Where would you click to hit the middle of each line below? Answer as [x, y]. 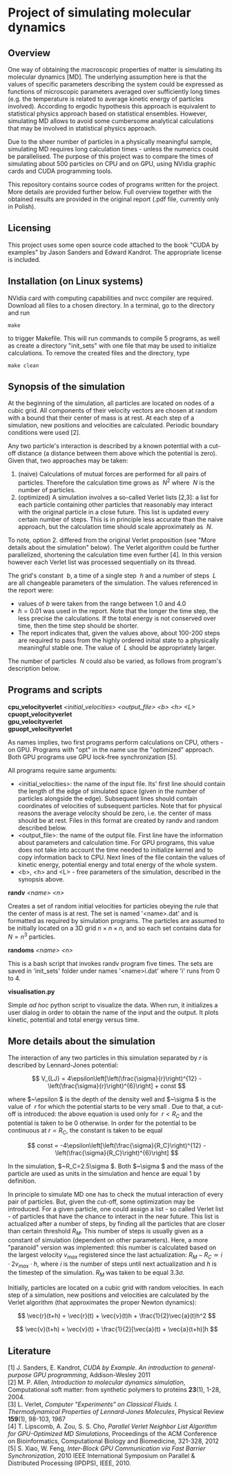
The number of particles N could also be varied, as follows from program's [115, 661]
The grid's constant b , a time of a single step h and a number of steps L [112, 576]
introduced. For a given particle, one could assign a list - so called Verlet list [116, 1209]
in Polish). [22, 206]
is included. [24, 259]
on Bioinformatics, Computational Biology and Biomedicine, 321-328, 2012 [114, 1441]
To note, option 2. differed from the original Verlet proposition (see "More [112, 540]
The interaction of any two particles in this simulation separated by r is [108, 1058]
